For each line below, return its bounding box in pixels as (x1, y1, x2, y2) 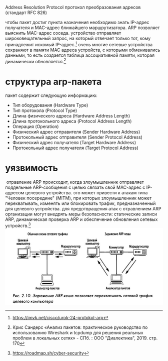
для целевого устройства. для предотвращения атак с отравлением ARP (5, 206, 161, 212)
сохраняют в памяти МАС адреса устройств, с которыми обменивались (5, 47, 160, 53)
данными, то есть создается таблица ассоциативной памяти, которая (5, 52, 155, 58)
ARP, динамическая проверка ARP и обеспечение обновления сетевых (5, 216, 158, 222)
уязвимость (5, 163, 58, 174)
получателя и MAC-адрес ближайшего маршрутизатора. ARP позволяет (5, 25, 160, 31)
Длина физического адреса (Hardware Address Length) (12, 113, 130, 119)
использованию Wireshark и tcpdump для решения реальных (12, 330, 143, 336)
